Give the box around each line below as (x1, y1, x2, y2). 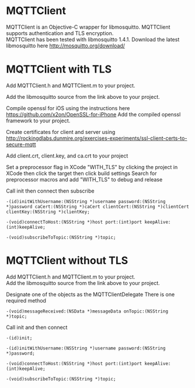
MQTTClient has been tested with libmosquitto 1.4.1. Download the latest (6, 36, 180, 43)
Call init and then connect (6, 324, 68, 331)
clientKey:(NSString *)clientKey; (6, 209, 90, 215)
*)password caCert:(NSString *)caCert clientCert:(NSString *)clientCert (6, 204, 190, 210)
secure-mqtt (6, 140, 36, 147)
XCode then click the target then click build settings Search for (6, 170, 157, 177)
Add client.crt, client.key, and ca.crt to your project (6, 152, 128, 159)
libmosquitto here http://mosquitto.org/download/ (6, 42, 126, 49)
